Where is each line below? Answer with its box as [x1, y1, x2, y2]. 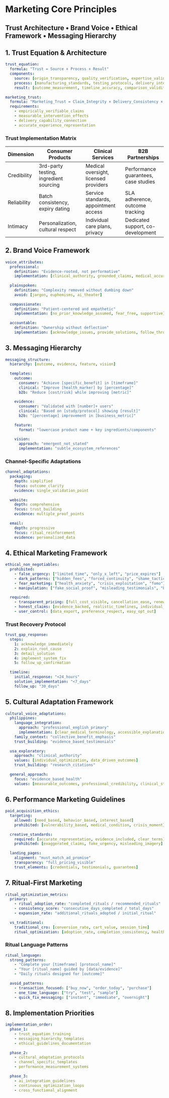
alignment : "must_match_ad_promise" [14, 855, 92, 860]
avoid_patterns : [10, 981, 44, 986]
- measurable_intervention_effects [14, 113, 89, 119]
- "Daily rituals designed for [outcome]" [14, 972, 105, 977]
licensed [85, 175, 106, 182]
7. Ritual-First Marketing [5, 879, 82, 887]
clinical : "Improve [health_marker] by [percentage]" [18, 385, 134, 390]
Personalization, [39, 219, 77, 227]
